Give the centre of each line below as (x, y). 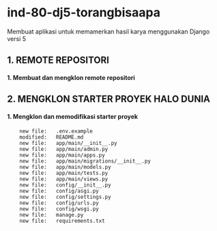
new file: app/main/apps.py (62, 155)
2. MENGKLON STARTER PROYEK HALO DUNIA (108, 99)
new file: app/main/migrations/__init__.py (85, 161)
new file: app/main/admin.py (64, 149)
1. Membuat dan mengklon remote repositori (71, 77)
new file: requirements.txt (62, 221)
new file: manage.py (52, 215)
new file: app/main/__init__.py (68, 143)
